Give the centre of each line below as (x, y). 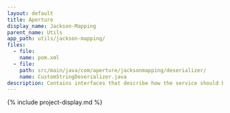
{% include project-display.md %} (55, 102)
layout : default (30, 13)
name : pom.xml (39, 58)
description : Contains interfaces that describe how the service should (113, 83)
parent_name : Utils (35, 32)
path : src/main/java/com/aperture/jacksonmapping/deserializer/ (113, 70)
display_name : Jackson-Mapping (52, 26)
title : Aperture (30, 20)
